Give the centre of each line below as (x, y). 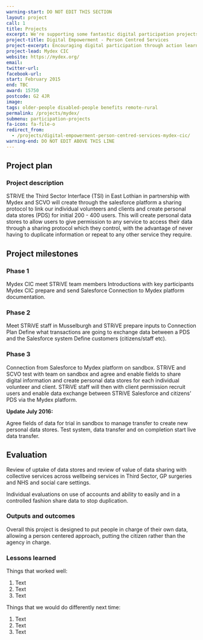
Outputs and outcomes (41, 516)
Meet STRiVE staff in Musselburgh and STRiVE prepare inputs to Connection (101, 326)
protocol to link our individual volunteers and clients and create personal (96, 209)
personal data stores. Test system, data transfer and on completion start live (101, 429)
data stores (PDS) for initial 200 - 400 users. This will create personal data (99, 215)
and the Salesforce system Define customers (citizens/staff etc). (86, 339)
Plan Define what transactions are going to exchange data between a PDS (98, 332)
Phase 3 (18, 354)
